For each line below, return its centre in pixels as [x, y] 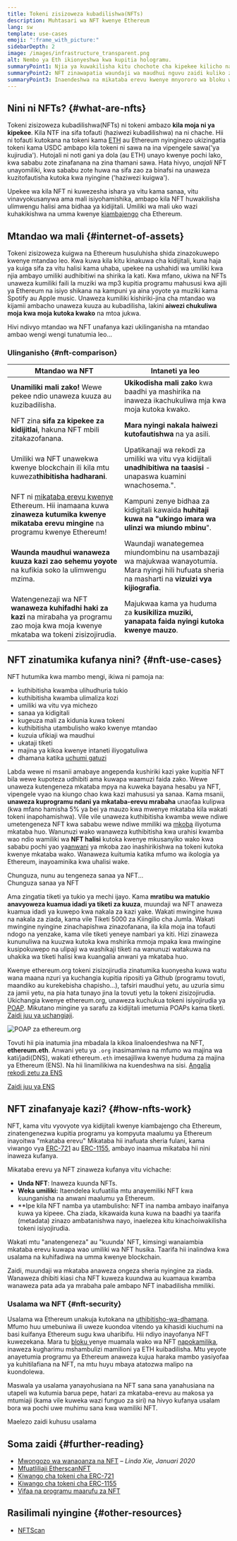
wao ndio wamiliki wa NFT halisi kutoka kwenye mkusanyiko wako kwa [110, 839]
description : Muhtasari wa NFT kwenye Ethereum [79, 20]
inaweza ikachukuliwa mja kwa [175, 401]
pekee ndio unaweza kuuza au [61, 396]
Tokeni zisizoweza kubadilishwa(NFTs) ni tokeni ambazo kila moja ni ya [111, 125]
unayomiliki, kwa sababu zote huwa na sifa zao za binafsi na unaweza [109, 170]
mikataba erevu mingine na [57, 524]
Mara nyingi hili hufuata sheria [174, 570]
